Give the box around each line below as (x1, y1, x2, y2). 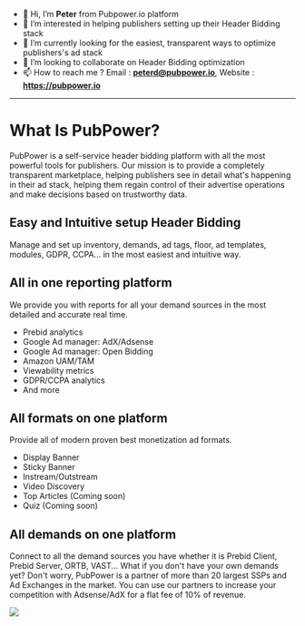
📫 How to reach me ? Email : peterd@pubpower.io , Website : (22, 67, 255, 77)
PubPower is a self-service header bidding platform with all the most (9, 150, 266, 161)
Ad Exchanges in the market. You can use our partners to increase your (9, 580, 277, 591)
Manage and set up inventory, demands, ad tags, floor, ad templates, (9, 239, 267, 249)
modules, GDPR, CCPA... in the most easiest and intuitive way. (9, 249, 241, 259)
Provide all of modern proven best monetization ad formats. (9, 435, 232, 445)
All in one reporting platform (9, 275, 172, 290)
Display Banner (22, 452, 80, 463)
